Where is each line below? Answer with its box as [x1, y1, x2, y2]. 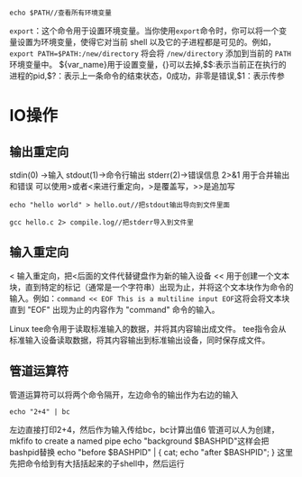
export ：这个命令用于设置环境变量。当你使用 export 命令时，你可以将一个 [9, 25, 279, 36]
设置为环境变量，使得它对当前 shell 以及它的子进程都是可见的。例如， [16, 37, 277, 47]
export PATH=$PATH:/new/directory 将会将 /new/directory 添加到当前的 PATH [9, 48, 291, 59]
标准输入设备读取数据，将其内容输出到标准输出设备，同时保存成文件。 [9, 335, 270, 345]
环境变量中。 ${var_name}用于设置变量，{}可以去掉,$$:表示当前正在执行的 [9, 60, 287, 69]
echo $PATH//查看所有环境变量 [9, 8, 113, 17]
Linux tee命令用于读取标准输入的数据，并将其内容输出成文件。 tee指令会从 [9, 323, 287, 334]
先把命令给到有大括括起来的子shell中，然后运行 [9, 458, 185, 469]
